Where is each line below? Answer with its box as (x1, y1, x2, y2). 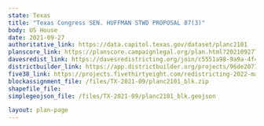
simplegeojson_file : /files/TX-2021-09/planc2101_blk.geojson (8, 92, 216, 100)
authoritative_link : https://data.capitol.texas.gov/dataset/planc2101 (8, 41, 247, 49)
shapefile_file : (8, 84, 61, 93)
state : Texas (8, 11, 51, 20)
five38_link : (8, 70, 51, 78)
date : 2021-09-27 (8, 33, 65, 42)
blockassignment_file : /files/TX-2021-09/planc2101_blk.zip (8, 77, 210, 85)
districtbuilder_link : (8, 63, 82, 71)
